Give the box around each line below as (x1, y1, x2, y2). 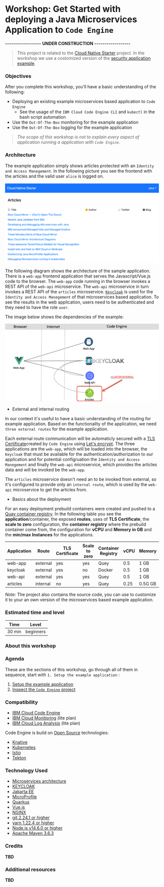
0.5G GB (139, 581, 156, 586)
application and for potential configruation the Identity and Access (5, 456, 140, 462)
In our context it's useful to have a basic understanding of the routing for (5, 416, 151, 422)
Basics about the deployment (12, 496, 71, 502)
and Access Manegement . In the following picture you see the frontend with (5, 168, 152, 174)
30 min (7, 629, 21, 634)
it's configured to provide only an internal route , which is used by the (5, 482, 147, 487)
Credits (5, 842, 23, 849)
